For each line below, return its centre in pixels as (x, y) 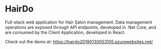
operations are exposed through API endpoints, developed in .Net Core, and (80, 27)
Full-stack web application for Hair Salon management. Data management (79, 22)
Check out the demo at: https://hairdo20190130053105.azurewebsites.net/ (79, 41)
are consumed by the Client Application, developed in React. (65, 32)
